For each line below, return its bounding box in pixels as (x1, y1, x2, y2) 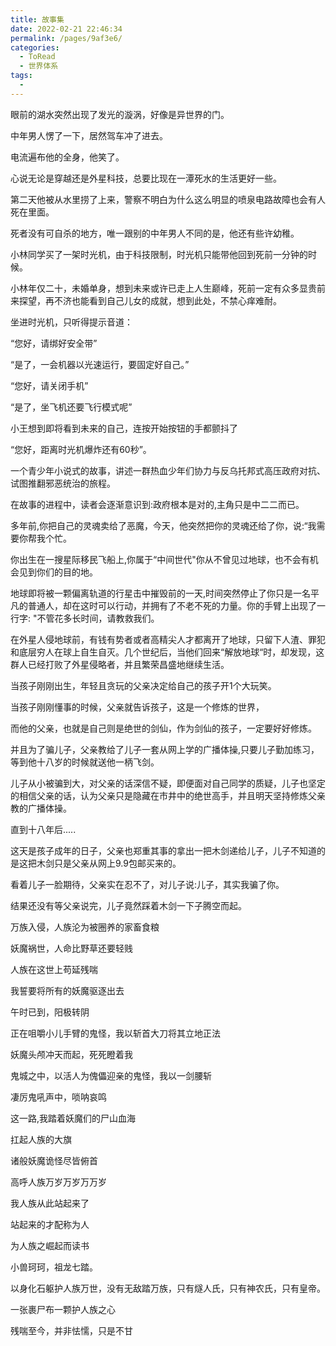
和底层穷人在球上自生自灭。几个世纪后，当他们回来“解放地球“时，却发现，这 (10, 646, 325, 658)
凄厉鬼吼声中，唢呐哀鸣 (10, 1091, 107, 1103)
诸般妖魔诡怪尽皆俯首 (10, 1154, 98, 1166)
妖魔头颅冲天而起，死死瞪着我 (10, 1048, 133, 1060)
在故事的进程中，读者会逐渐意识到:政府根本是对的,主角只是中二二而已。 (10, 498, 305, 510)
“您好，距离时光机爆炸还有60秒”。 (10, 443, 152, 455)
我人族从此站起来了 (10, 1197, 90, 1209)
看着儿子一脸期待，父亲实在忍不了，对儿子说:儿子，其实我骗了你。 (10, 878, 285, 890)
